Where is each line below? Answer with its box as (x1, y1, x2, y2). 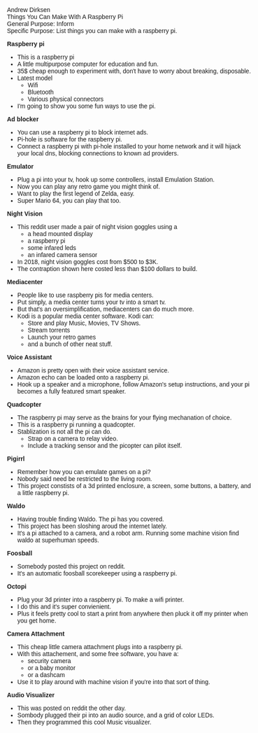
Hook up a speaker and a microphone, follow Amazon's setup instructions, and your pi (17, 381, 250, 388)
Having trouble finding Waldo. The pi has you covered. (17, 515, 164, 523)
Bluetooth (27, 88, 54, 96)
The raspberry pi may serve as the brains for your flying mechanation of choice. (17, 414, 232, 421)
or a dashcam (27, 671, 66, 678)
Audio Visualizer (7, 691, 55, 699)
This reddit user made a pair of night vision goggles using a (17, 223, 178, 230)
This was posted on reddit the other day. (17, 704, 126, 712)
